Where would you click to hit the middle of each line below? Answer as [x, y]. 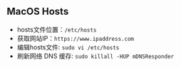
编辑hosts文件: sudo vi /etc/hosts [68, 47]
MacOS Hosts [38, 12]
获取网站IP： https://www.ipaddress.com [76, 38]
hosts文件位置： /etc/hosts [57, 29]
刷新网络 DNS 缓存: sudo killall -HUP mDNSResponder [95, 56]
